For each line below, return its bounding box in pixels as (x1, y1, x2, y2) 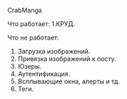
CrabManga (7, 6, 43, 14)
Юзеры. (17, 62, 41, 70)
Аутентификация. (17, 70, 71, 78)
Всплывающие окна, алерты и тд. (17, 77, 121, 86)
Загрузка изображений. (17, 47, 91, 55)
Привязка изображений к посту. (17, 54, 116, 63)
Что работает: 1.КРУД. (7, 20, 76, 28)
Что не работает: (7, 33, 59, 42)
